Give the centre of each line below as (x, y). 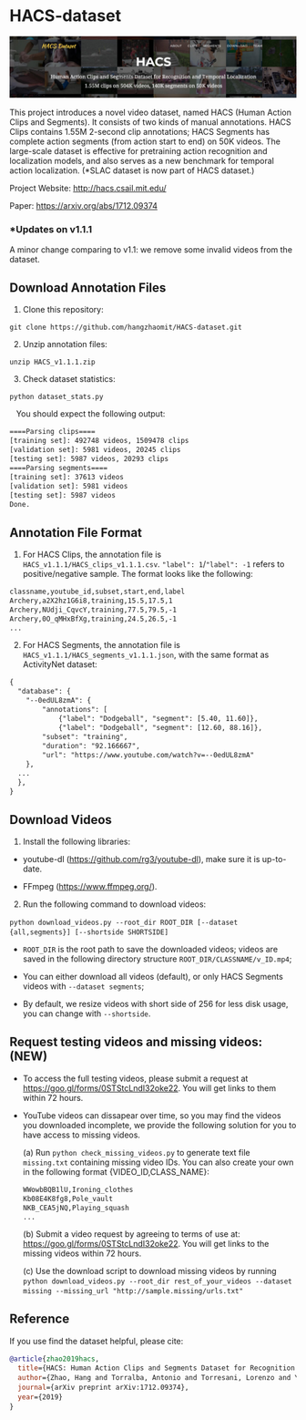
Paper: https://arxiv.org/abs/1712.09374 (83, 206)
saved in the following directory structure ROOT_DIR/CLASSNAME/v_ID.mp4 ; (157, 959)
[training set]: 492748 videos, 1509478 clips (99, 441)
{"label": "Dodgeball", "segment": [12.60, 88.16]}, (160, 728)
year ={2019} (41, 1397)
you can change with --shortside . (87, 1014)
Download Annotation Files (88, 288)
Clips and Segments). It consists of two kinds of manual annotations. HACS (150, 122)
